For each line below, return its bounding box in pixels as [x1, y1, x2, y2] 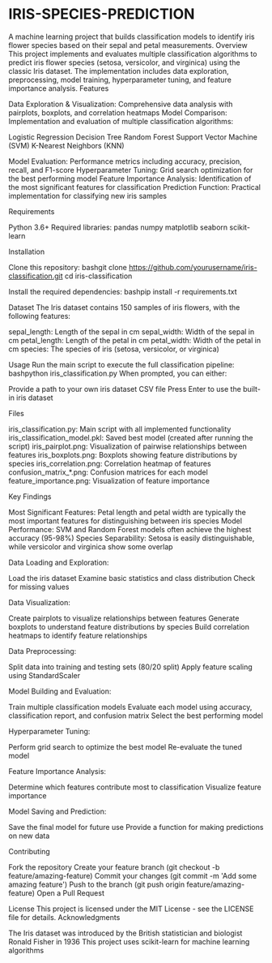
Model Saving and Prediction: [8, 806, 107, 816]
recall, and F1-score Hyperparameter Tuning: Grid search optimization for [8, 165, 253, 174]
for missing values [8, 582, 70, 591]
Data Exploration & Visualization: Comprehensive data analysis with [8, 99, 233, 109]
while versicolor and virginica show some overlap [8, 541, 173, 552]
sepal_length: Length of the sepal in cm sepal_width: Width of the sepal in [8, 326, 255, 337]
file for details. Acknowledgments [8, 912, 121, 922]
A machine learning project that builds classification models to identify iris [8, 32, 255, 41]
